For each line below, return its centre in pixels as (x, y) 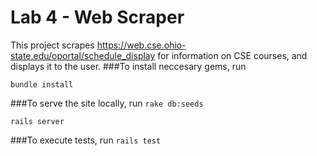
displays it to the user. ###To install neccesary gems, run (128, 66)
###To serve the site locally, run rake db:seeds (107, 103)
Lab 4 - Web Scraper (97, 17)
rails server (37, 121)
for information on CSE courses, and (232, 55)
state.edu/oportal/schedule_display (83, 55)
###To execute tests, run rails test (86, 140)
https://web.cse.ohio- (141, 45)
